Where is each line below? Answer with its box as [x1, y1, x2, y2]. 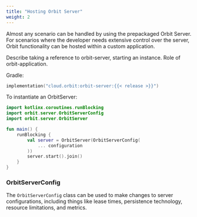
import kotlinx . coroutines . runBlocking [6, 105, 104, 111]
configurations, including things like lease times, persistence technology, [6, 198, 183, 205]
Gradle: [6, 72, 24, 79]
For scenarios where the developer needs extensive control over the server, [6, 36, 190, 43]
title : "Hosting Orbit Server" [6, 8, 83, 15]
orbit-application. [6, 60, 48, 67]
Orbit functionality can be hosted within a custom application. [6, 42, 155, 50]
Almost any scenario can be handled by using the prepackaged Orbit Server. [6, 30, 192, 37]
